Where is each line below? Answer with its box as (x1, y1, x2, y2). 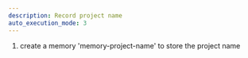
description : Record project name (8, 11, 123, 20)
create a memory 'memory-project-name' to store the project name (19, 41, 241, 50)
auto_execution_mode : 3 (8, 19, 87, 27)
